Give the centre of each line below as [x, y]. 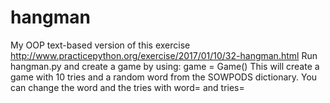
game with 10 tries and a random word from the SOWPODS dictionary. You [164, 77]
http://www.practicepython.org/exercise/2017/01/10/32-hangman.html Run [164, 55]
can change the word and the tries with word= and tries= [127, 87]
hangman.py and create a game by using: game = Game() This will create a [165, 66]
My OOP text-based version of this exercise [100, 45]
